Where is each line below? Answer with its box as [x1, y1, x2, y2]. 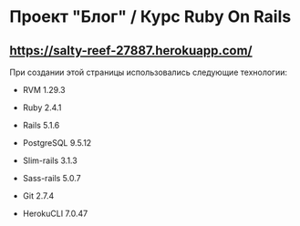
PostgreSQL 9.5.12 [22, 138, 92, 148]
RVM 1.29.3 [22, 85, 66, 95]
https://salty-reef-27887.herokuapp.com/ [9, 43, 253, 58]
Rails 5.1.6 [22, 120, 60, 130]
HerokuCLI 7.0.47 [22, 208, 88, 219]
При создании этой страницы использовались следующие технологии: [9, 67, 288, 77]
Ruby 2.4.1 [22, 102, 62, 113]
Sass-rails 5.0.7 [22, 173, 81, 183]
